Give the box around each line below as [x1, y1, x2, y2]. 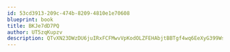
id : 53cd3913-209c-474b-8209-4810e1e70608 [7, 9, 130, 17]
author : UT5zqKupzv [7, 28, 63, 36]
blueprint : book [7, 16, 53, 23]
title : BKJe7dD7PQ [7, 22, 60, 29]
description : [7, 35, 44, 42]
